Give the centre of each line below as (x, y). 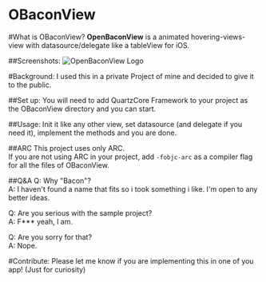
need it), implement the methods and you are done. (93, 133)
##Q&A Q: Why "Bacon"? (50, 181)
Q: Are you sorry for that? (50, 236)
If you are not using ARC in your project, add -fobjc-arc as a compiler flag (131, 157)
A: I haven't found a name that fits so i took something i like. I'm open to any (133, 189)
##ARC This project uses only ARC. (67, 148)
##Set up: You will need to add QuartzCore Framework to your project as (128, 100)
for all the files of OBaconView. (59, 165)
